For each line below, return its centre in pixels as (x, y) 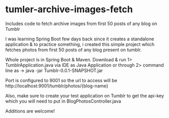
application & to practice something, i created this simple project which (80, 44)
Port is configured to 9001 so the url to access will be (61, 80)
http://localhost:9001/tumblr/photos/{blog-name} (57, 86)
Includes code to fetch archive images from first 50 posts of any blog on (81, 23)
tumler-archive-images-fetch (69, 9)
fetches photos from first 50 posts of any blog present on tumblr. (74, 50)
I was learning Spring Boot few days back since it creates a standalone (80, 39)
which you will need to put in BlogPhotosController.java (63, 101)
